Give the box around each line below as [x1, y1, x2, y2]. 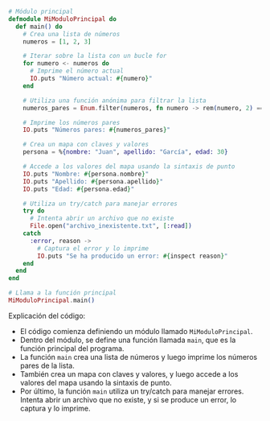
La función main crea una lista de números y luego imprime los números [19, 352, 258, 361]
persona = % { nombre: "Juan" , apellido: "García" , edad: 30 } [22, 148, 228, 156]
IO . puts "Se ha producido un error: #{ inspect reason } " [37, 252, 228, 260]
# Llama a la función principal [8, 289, 117, 297]
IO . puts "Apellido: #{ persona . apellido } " [22, 177, 163, 185]
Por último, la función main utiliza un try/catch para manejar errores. [19, 386, 244, 396]
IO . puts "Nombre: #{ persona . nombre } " [22, 170, 149, 178]
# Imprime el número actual [29, 67, 125, 76]
